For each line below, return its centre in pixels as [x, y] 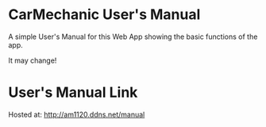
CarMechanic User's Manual [104, 15]
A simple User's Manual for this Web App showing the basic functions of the [133, 37]
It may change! [33, 60]
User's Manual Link [73, 92]
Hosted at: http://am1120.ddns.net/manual [77, 114]
